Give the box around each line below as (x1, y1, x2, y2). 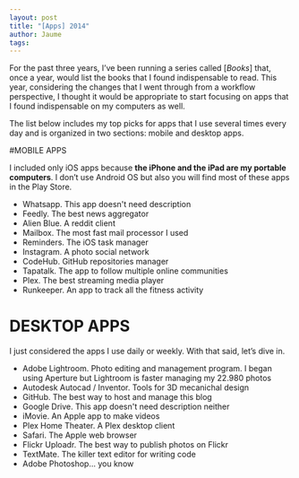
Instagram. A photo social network (21, 247, 149, 257)
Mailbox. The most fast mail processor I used (21, 228, 189, 239)
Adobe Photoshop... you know (21, 458, 134, 469)
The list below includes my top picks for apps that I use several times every (9, 118, 286, 129)
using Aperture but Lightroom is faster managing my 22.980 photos (21, 373, 271, 384)
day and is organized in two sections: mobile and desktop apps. (9, 127, 244, 139)
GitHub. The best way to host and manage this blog (21, 392, 212, 403)
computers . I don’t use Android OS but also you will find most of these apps (9, 172, 290, 183)
